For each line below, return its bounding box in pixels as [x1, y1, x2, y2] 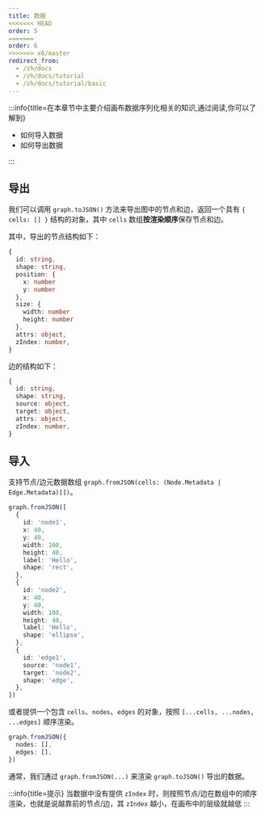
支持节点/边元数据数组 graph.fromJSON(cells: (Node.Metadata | [8, 477, 222, 487]
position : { [15, 270, 57, 279]
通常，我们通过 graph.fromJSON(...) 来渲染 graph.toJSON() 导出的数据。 [8, 771, 250, 780]
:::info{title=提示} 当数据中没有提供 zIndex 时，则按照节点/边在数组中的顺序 [8, 789, 258, 798]
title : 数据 [8, 11, 46, 20]
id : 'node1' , [23, 519, 67, 527]
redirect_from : [8, 57, 60, 65]
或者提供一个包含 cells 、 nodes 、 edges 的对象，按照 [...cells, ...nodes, [8, 707, 254, 717]
